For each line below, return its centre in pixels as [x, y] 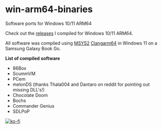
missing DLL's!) [28, 89]
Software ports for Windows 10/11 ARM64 [49, 23]
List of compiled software [33, 58]
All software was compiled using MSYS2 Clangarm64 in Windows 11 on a [81, 43]
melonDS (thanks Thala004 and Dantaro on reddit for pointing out [81, 84]
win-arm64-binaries [49, 9]
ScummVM [24, 73]
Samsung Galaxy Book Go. [33, 48]
